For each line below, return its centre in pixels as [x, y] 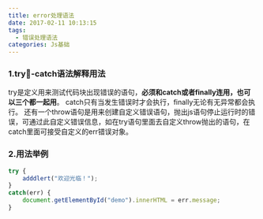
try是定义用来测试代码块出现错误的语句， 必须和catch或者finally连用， [122, 92]
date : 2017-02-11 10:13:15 [53, 23]
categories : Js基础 [39, 45]
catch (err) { [30, 193]
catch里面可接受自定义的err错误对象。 [70, 132]
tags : [17, 30]
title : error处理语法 [41, 15]
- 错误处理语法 [37, 37]
